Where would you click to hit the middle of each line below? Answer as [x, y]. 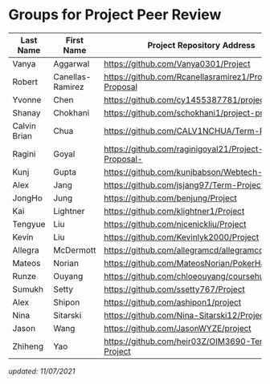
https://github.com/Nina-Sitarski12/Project [186, 315]
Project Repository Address [201, 45]
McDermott [75, 250]
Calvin [24, 126]
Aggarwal [72, 63]
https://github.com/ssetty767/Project [174, 289]
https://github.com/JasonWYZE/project [178, 328]
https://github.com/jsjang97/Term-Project [184, 184]
